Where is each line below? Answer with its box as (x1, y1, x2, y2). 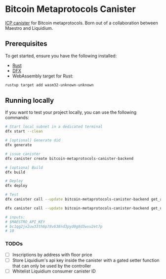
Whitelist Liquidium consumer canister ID (12, 268, 96, 274)
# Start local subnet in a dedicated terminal (5, 124, 103, 130)
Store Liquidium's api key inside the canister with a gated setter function (12, 257, 160, 263)
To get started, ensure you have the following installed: (5, 53, 117, 59)
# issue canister (5, 151, 41, 156)
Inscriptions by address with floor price (12, 252, 92, 258)
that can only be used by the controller (12, 263, 91, 269)
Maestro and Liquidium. (5, 25, 53, 31)
